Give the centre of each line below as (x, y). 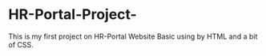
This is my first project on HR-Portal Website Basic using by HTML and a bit (133, 36)
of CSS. (21, 44)
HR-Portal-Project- (73, 15)
